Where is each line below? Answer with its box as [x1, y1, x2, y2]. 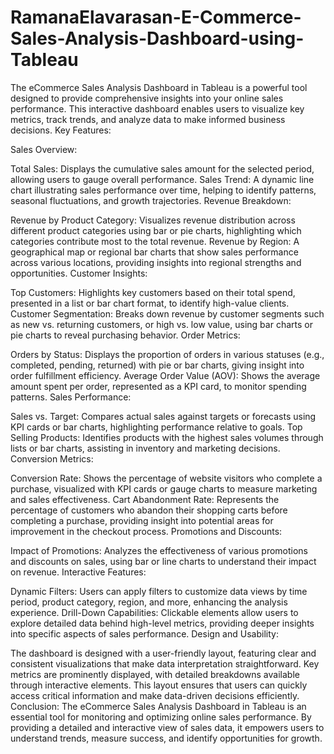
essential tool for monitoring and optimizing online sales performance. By [10, 711, 312, 723]
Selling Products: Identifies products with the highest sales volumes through [10, 431, 324, 443]
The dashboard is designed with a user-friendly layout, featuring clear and [10, 647, 317, 659]
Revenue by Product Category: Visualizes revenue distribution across [10, 214, 296, 226]
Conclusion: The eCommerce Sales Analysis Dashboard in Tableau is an [10, 700, 307, 712]
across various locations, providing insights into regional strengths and [10, 256, 302, 268]
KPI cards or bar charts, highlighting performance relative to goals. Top [10, 421, 303, 433]
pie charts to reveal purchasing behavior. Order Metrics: [10, 329, 241, 341]
